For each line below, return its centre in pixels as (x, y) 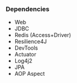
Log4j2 (23, 61)
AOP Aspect (29, 74)
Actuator (25, 55)
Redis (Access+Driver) (43, 35)
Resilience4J (30, 42)
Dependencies (28, 9)
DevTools (26, 48)
